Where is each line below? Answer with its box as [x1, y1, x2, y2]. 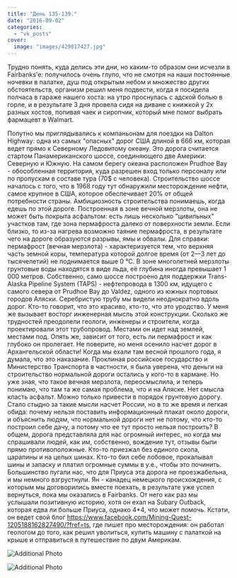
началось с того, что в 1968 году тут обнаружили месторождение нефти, [7, 182, 229, 190]
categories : [7, 23, 42, 30]
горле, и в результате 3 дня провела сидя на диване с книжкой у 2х [7, 101, 214, 108]
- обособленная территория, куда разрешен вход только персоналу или [7, 167, 226, 175]
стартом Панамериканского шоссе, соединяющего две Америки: [7, 152, 207, 160]
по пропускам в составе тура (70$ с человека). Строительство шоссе [7, 174, 221, 183]
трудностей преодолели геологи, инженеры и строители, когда [7, 317, 200, 326]
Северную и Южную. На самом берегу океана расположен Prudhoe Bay [7, 159, 228, 167]
